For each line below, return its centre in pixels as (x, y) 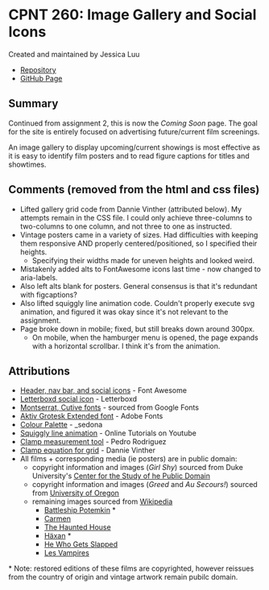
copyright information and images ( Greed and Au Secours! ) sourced (145, 485)
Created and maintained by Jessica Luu (74, 54)
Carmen (57, 519)
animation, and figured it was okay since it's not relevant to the (124, 312)
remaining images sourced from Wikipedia (102, 501)
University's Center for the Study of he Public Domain (121, 476)
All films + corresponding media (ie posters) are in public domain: (128, 459)
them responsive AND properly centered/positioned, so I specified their (139, 243)
